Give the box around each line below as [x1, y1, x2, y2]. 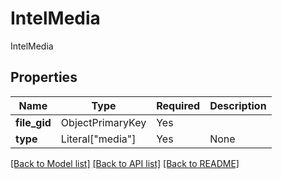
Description [209, 98, 267, 112]
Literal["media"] [60, 132, 137, 146]
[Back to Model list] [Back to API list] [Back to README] [10, 157, 240, 169]
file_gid [15, 115, 52, 129]
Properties [10, 69, 78, 86]
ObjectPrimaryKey [60, 115, 147, 129]
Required [156, 98, 201, 112]
